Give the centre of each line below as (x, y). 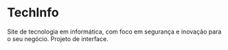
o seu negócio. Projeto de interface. (58, 38)
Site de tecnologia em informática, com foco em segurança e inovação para (114, 32)
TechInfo (33, 13)
